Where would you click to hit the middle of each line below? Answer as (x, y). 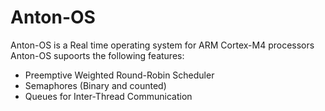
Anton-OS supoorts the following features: (97, 55)
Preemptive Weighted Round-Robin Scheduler (119, 75)
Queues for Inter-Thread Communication (108, 96)
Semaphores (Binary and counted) (95, 85)
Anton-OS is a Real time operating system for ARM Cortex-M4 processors (162, 45)
